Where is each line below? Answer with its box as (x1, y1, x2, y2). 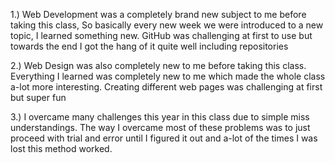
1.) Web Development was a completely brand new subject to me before (10, 9, 307, 20)
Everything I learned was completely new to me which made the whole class (10, 70, 326, 82)
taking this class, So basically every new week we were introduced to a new (10, 19, 324, 31)
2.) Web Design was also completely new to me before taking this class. (10, 60, 307, 71)
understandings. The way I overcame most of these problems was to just (10, 122, 311, 133)
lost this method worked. (10, 143, 113, 154)
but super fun (10, 92, 67, 103)
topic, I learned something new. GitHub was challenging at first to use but (10, 30, 313, 41)
